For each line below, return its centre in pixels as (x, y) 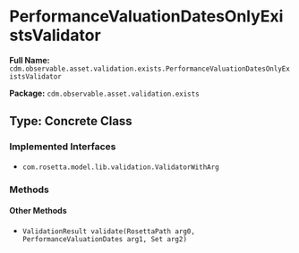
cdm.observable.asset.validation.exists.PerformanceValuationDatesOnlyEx (150, 69)
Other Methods (38, 211)
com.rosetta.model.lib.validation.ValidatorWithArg (120, 167)
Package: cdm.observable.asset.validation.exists (104, 93)
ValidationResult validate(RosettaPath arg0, (108, 231)
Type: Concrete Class (71, 121)
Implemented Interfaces (63, 147)
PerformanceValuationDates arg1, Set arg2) (105, 239)
